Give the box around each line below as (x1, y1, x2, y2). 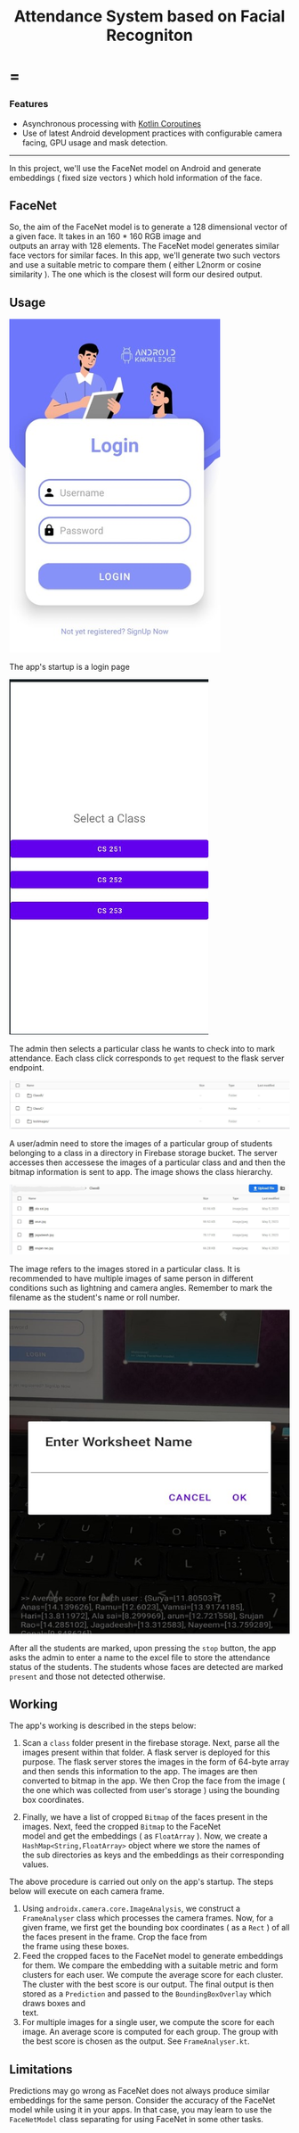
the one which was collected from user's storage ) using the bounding (21, 1785, 280, 1796)
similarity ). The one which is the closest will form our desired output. (9, 269, 263, 280)
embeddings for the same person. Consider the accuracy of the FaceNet (9, 2095, 276, 2106)
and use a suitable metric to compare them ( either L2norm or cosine (9, 260, 262, 270)
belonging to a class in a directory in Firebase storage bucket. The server (9, 1148, 278, 1159)
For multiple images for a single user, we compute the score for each (21, 2017, 275, 2028)
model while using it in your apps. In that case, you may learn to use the (9, 2104, 273, 2115)
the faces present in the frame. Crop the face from (21, 1931, 207, 1942)
